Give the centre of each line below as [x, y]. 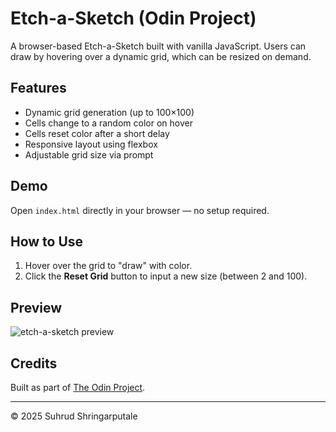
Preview [36, 307]
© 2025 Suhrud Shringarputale [74, 416]
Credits [34, 363]
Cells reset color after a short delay [97, 133]
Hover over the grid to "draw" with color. [108, 266]
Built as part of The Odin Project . [78, 387]
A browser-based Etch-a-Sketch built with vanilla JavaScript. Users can [158, 46]
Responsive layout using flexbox [91, 144]
